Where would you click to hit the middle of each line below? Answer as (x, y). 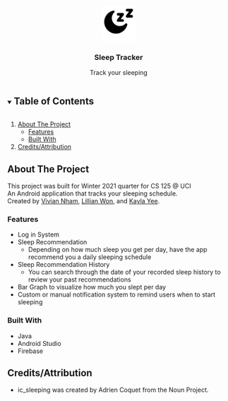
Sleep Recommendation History (64, 265)
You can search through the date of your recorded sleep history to (124, 272)
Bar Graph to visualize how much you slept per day (92, 287)
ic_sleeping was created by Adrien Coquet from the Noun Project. (113, 390)
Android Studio (39, 343)
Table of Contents (54, 101)
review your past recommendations (80, 280)
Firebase (30, 351)
